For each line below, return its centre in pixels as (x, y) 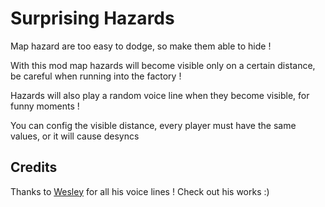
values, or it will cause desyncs (75, 136)
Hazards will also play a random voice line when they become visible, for (160, 95)
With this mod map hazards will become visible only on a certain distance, (163, 65)
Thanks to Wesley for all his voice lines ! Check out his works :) (140, 191)
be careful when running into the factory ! (96, 76)
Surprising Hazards (92, 18)
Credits (34, 167)
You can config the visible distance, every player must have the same (153, 125)
